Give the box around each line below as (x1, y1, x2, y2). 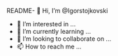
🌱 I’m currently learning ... (16, 28, 91, 35)
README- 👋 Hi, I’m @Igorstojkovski (6, 7, 108, 15)
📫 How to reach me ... (16, 42, 82, 50)
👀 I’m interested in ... (16, 20, 76, 28)
